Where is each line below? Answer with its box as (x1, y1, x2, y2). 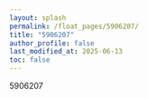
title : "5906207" (9, 30, 75, 39)
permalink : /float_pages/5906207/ (9, 22, 140, 31)
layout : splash (9, 13, 67, 23)
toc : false (9, 55, 51, 64)
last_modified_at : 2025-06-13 (9, 47, 124, 56)
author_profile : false (9, 38, 95, 48)
